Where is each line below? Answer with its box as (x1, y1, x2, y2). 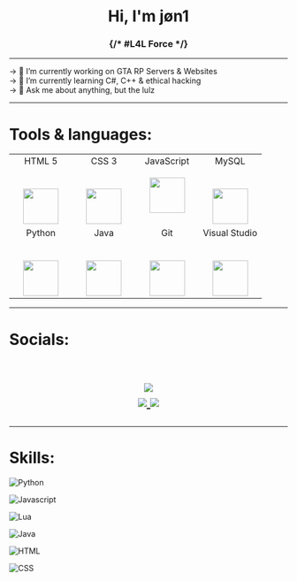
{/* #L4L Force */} (109, 38, 188, 50)
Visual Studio (202, 227, 258, 240)
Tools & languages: (9, 124, 153, 144)
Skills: (9, 447, 56, 468)
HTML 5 (23, 155, 58, 167)
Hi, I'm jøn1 (107, 6, 190, 27)
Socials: (9, 329, 70, 349)
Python (26, 227, 56, 240)
